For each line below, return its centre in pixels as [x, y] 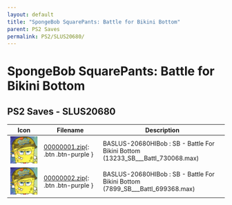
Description [162, 130]
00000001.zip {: [67, 147]
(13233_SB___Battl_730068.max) [151, 158]
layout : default [30, 14]
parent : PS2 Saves [33, 29]
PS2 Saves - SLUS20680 [61, 111]
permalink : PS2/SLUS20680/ [46, 37]
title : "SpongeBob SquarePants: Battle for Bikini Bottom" [94, 22]
